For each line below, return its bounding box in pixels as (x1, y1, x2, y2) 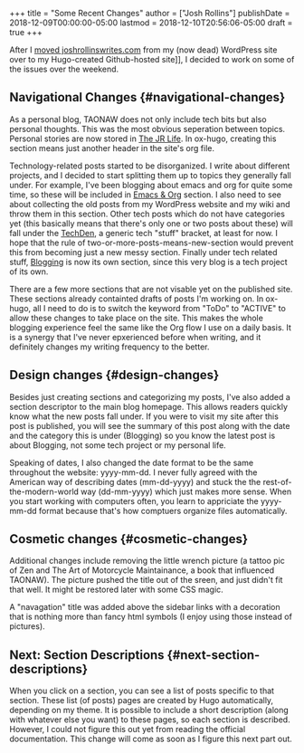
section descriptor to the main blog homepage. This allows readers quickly (9, 401, 288, 412)
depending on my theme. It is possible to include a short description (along (9, 705, 290, 716)
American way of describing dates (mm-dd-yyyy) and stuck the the (9, 476, 261, 487)
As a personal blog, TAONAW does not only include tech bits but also (9, 113, 267, 125)
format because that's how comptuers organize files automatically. (39, 505, 288, 516)
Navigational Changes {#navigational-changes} (9, 90, 286, 105)
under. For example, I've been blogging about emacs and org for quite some (9, 179, 293, 190)
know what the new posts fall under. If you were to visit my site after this (9, 411, 279, 422)
